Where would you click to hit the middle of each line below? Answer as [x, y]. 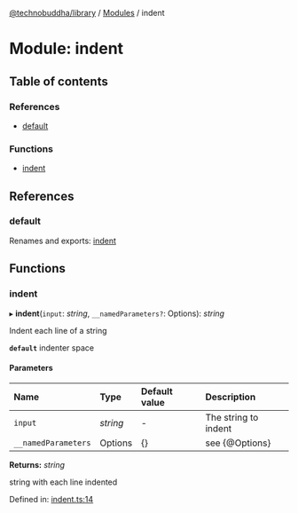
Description [231, 397]
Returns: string [37, 464]
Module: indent [67, 49]
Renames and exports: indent [63, 241]
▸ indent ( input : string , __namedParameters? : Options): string [117, 313]
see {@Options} [238, 443]
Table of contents [59, 81]
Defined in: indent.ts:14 [51, 499]
